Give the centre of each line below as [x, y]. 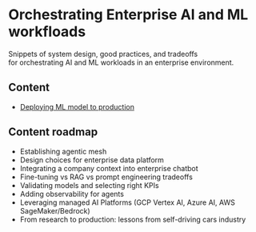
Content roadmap [53, 132]
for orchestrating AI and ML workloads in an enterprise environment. [121, 62]
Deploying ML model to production [77, 106]
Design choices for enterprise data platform [92, 160]
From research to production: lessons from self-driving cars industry [133, 219]
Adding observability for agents [72, 194]
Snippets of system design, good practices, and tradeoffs [103, 54]
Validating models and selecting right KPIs [89, 185]
